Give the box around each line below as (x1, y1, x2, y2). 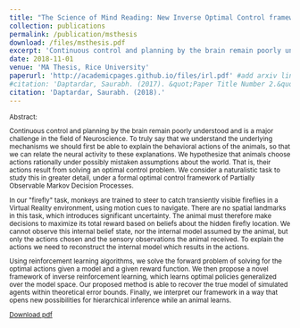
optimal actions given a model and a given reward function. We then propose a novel (9, 265, 270, 273)
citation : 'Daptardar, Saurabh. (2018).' (9, 88, 166, 97)
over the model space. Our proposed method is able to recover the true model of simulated (9, 281, 288, 290)
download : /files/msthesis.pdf (9, 38, 126, 47)
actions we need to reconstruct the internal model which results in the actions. (9, 242, 250, 251)
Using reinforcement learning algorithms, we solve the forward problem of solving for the (9, 257, 283, 266)
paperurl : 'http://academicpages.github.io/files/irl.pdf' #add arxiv (9, 71, 278, 80)
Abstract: (9, 113, 37, 122)
